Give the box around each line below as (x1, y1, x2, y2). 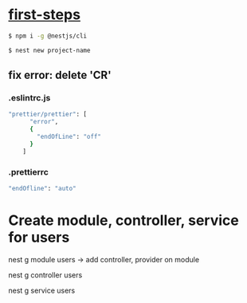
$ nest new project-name (8, 46, 91, 54)
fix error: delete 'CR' (8, 69, 112, 82)
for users (8, 228, 70, 246)
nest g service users (8, 285, 76, 295)
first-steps (8, 6, 81, 24)
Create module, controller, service (8, 211, 239, 229)
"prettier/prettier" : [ (8, 110, 88, 119)
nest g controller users (8, 270, 83, 280)
